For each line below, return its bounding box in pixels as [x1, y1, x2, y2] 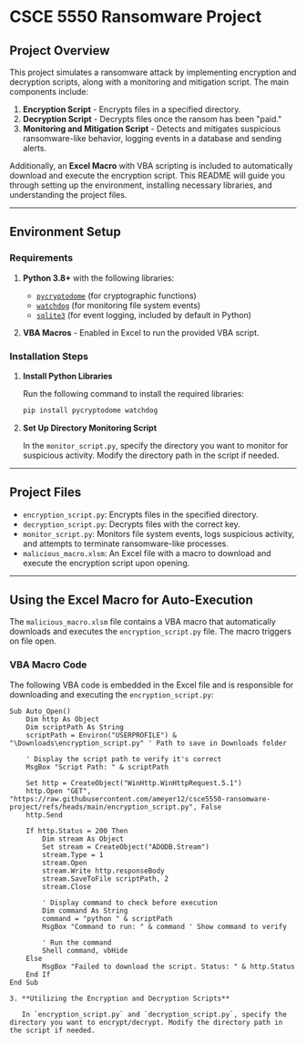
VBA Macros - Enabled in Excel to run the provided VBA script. [22, 326, 260, 338]
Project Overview [9, 43, 110, 58]
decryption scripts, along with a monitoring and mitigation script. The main [9, 77, 290, 88]
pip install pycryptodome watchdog [22, 406, 158, 415]
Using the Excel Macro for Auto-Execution [9, 593, 253, 608]
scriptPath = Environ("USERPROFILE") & [25, 730, 178, 739]
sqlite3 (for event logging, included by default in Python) [36, 309, 252, 320]
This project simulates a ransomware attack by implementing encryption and [9, 67, 297, 78]
